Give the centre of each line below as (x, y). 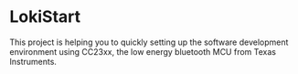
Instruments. (33, 61)
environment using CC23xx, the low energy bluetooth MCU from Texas (143, 51)
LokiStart (45, 17)
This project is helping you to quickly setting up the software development (149, 42)
